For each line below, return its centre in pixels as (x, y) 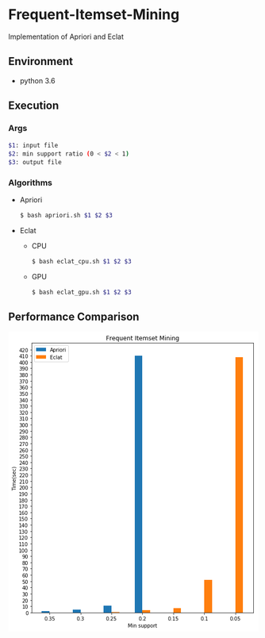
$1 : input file (33, 146)
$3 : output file (35, 163)
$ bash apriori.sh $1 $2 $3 (66, 216)
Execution (34, 106)
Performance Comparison (74, 317)
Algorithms (31, 183)
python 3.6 (37, 80)
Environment (41, 61)
